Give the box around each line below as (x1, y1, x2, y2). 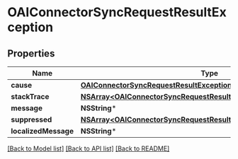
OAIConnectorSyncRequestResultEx (7, 4, 227, 20)
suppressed (11, 114, 52, 124)
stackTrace (11, 92, 50, 101)
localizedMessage (11, 126, 74, 136)
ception (7, 19, 54, 35)
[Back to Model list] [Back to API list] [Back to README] (7, 144, 170, 153)
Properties (7, 47, 55, 59)
